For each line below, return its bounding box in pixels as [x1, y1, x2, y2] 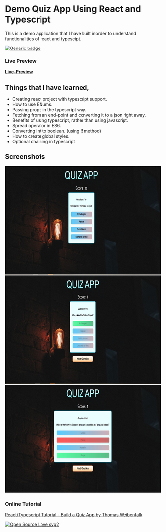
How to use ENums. [12, 101, 53, 107]
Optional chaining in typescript [12, 139, 75, 145]
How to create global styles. [12, 133, 70, 139]
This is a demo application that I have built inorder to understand [5, 30, 137, 36]
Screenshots [5, 152, 45, 161]
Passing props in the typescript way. [12, 107, 87, 113]
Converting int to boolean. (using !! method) [12, 128, 101, 134]
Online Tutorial [5, 500, 41, 507]
